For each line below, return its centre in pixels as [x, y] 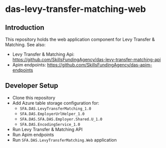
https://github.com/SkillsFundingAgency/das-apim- [100, 65]
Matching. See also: [25, 45]
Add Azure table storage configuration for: [56, 103]
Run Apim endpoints [33, 135]
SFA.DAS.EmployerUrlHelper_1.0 [52, 114]
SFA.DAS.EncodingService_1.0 [50, 124]
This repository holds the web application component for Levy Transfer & [80, 39]
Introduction [25, 28]
